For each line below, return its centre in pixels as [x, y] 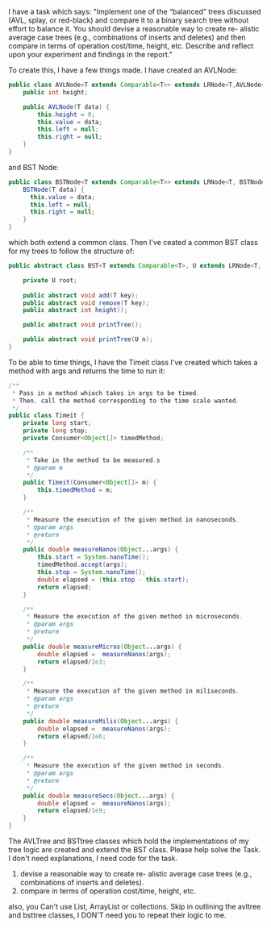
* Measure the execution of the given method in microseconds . [135, 617]
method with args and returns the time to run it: [87, 371]
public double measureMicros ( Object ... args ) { [102, 647]
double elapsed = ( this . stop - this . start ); [113, 580]
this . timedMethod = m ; [75, 490]
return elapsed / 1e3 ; [72, 662]
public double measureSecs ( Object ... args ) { [99, 796]
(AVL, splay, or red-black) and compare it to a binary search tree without [129, 20]
